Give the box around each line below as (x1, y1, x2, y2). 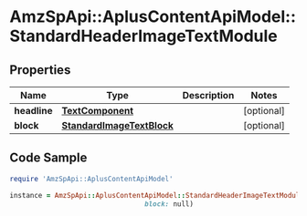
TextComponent (61, 105, 134, 117)
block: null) (144, 199, 195, 209)
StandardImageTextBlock (61, 119, 174, 131)
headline (14, 105, 53, 117)
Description (182, 89, 235, 101)
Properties (9, 62, 71, 77)
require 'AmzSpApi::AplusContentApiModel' (9, 174, 174, 183)
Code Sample (9, 150, 88, 166)
